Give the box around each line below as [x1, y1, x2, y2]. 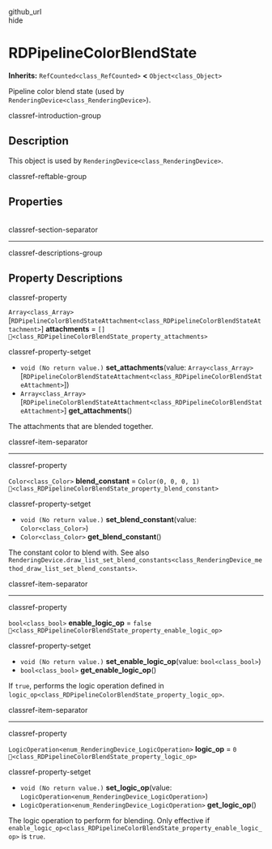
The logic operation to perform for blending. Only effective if [8, 816, 210, 825]
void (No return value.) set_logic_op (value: [19, 783, 172, 793]
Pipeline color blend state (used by [8, 86, 125, 96]
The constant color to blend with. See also [8, 547, 150, 558]
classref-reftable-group [8, 171, 87, 181]
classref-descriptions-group [8, 247, 103, 258]
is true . [21, 831, 46, 842]
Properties [8, 195, 63, 209]
